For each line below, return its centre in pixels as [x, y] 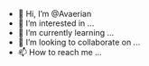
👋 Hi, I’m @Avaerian [55, 14]
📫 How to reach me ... [60, 52]
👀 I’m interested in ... [56, 23]
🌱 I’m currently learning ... [66, 33]
